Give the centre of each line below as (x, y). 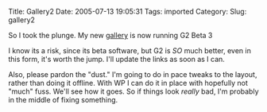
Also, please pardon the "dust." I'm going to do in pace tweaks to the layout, (133, 74)
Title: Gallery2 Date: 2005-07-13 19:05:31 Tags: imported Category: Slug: (128, 12)
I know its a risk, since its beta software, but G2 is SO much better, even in (130, 50)
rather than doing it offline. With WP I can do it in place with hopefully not (128, 83)
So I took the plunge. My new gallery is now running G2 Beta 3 (110, 35)
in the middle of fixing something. (63, 100)
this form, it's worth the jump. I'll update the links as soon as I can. (116, 59)
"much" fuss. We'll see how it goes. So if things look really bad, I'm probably (134, 91)
